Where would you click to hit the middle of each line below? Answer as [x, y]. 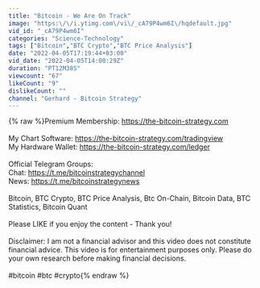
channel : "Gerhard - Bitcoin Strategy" [75, 98]
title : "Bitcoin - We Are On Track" [70, 16]
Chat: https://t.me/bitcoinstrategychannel [77, 173]
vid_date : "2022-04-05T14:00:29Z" [66, 61]
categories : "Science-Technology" [66, 38]
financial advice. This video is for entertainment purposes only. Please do [130, 250]
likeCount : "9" [34, 83]
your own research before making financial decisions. [97, 258]
